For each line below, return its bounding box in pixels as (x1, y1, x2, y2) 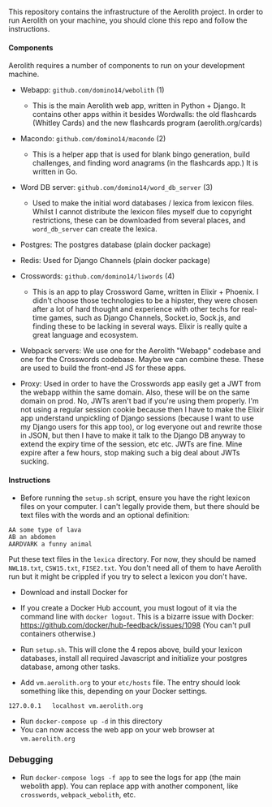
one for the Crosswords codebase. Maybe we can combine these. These (19, 355, 265, 365)
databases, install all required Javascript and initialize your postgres (19, 654, 248, 663)
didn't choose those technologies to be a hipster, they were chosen (32, 296, 258, 305)
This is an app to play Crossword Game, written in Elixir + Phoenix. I (32, 287, 259, 297)
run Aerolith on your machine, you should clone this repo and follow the (8, 15, 248, 25)
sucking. (19, 456, 50, 466)
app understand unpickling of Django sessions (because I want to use (19, 413, 254, 423)
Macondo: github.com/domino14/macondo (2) (19, 134, 166, 144)
